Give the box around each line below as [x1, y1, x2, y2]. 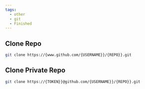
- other [9, 12, 26, 17]
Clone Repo [5, 39, 42, 47]
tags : [5, 7, 16, 12]
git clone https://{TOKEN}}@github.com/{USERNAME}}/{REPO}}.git [5, 79, 141, 84]
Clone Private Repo [5, 66, 66, 75]
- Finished [9, 21, 32, 26]
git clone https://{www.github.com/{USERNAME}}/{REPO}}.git [5, 52, 132, 57]
